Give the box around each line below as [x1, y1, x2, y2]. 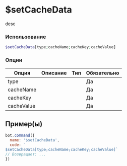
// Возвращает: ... [5, 151, 46, 157]
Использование [5, 33, 46, 40]
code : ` [10, 142, 26, 147]
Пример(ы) [5, 120, 43, 128]
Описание [41, 69, 67, 76]
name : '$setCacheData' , [10, 138, 59, 143]
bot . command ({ [5, 133, 35, 138]
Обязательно [86, 69, 119, 76]
